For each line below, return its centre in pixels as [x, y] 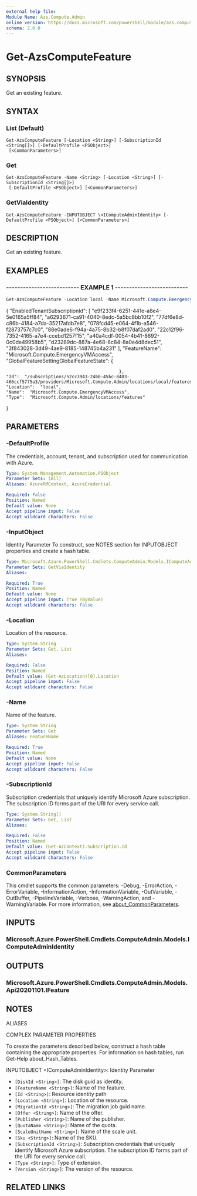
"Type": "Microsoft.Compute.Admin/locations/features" [76, 397]
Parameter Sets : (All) [34, 479]
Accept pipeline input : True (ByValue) [55, 600]
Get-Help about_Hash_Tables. [42, 1058]
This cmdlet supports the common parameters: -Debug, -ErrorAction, [90, 885]
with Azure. [20, 462]
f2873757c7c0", [25, 329]
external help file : [31, 11]
